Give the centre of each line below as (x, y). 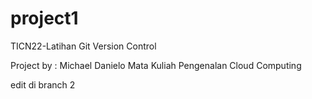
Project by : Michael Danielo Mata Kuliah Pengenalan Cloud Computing (156, 65)
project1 (44, 18)
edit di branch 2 (43, 84)
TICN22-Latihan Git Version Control (83, 46)
